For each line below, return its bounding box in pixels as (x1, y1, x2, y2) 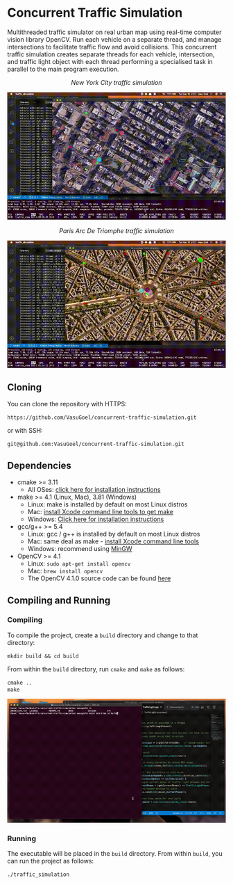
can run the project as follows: (7, 857, 94, 866)
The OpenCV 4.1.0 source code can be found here (27, 574, 171, 582)
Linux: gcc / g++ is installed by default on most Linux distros (27, 530, 200, 539)
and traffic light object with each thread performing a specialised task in (7, 57, 213, 65)
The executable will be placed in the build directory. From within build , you (7, 850, 223, 858)
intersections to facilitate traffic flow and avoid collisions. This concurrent (7, 42, 217, 51)
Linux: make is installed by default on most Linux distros (27, 500, 188, 509)
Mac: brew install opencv (27, 567, 103, 575)
